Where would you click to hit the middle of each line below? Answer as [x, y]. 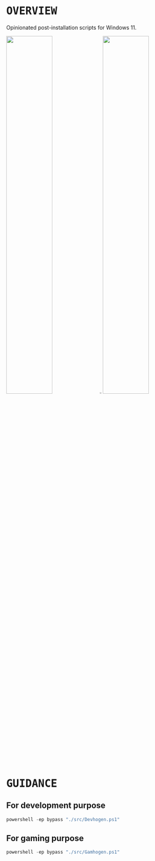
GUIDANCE [32, 783]
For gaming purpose [45, 838]
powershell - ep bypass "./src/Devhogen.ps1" [63, 819]
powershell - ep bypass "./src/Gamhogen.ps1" [63, 852]
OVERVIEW [32, 11]
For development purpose [56, 806]
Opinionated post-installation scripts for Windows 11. [71, 27]
